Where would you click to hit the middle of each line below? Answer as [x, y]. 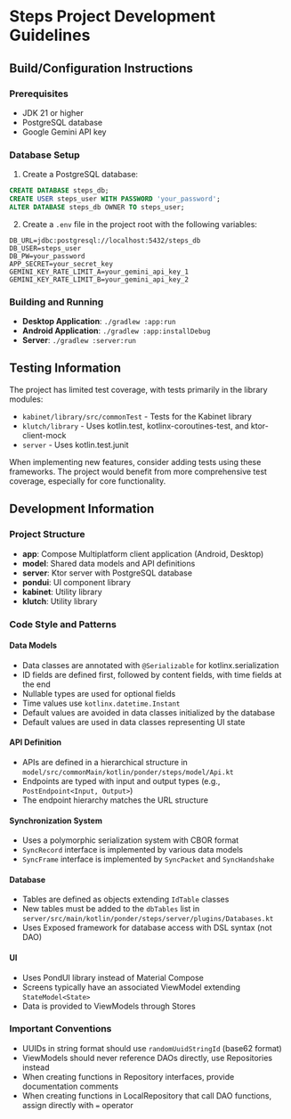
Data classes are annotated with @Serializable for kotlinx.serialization [150, 665]
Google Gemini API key [64, 132]
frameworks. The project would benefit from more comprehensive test [138, 471]
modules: [26, 399]
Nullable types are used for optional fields [99, 693]
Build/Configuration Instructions [101, 68]
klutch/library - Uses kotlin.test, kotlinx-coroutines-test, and [135, 426]
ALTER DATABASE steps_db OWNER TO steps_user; [97, 207]
